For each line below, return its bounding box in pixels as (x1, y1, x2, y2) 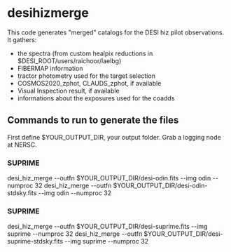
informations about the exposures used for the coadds (17, 93, 175, 102)
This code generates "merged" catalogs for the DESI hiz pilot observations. (7, 28, 225, 37)
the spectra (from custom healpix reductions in (17, 49, 153, 58)
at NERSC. (7, 140, 37, 149)
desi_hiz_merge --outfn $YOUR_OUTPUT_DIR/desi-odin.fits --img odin (7, 174, 211, 183)
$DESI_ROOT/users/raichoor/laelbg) (17, 56, 122, 65)
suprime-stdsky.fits (7, 237, 64, 246)
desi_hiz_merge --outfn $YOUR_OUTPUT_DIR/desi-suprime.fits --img (7, 223, 208, 231)
